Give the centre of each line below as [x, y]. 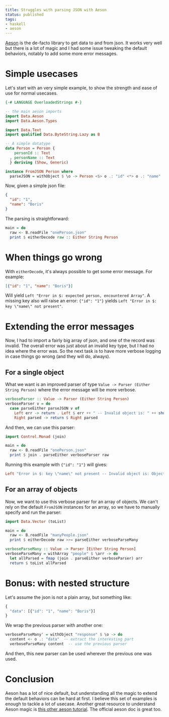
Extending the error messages [70, 326]
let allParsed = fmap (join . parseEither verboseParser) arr [76, 558]
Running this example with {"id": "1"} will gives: [56, 464]
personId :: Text [32, 153]
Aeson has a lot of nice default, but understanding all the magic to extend [81, 693]
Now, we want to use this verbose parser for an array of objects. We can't [82, 502]
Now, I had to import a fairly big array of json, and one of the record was [80, 341]
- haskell [16, 24]
